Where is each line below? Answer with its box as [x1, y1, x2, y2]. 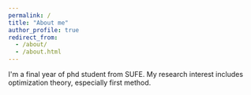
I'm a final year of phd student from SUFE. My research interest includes [8, 70, 243, 79]
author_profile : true [8, 26, 80, 34]
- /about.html [15, 48, 62, 56]
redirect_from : [8, 33, 58, 42]
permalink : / [8, 11, 51, 20]
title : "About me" [8, 19, 69, 27]
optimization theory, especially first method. [8, 78, 152, 87]
